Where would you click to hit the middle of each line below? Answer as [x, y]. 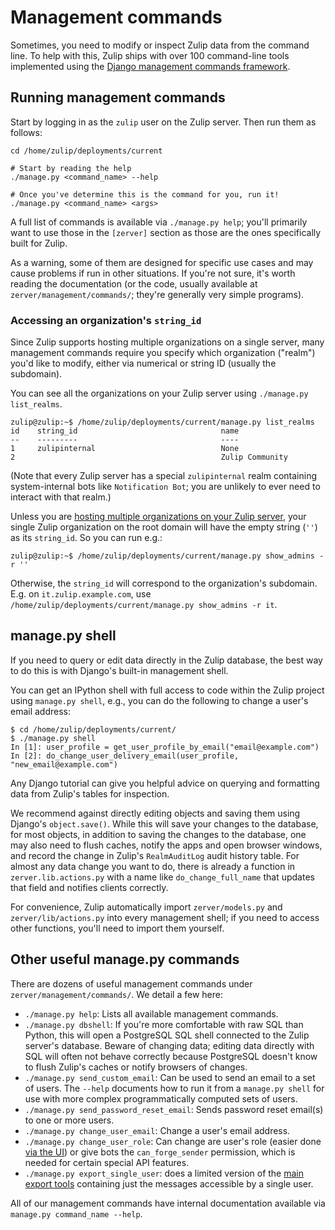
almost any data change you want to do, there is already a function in [153, 866]
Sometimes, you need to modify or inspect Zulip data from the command [160, 45]
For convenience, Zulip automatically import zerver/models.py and [146, 907]
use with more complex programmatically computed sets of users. [161, 1098]
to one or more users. [69, 1120]
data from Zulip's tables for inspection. [90, 793]
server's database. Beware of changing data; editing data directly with [169, 1045]
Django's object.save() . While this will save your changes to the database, [164, 823]
